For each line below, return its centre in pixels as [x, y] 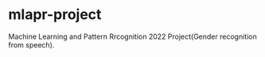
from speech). [31, 44]
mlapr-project [55, 15]
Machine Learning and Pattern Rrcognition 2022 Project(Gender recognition [132, 36]
